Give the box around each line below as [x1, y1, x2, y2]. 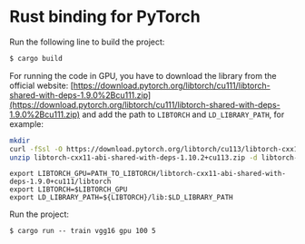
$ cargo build [9, 54, 64, 63]
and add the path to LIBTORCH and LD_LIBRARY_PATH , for [81, 109, 285, 120]
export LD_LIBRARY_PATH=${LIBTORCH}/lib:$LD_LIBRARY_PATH [9, 193, 233, 202]
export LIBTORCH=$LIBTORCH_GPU [9, 185, 128, 194]
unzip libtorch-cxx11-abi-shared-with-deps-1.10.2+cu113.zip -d [9, 152, 258, 162]
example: [9, 118, 44, 129]
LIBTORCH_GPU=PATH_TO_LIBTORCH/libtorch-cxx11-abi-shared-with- [37, 170, 286, 179]
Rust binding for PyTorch [9, 6, 202, 27]
